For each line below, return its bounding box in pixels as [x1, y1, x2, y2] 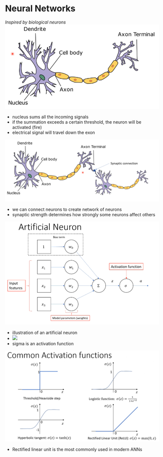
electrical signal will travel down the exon [12, 129, 95, 135]
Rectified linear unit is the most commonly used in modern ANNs [12, 447, 143, 453]
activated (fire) [12, 125, 42, 130]
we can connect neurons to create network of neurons [12, 206, 122, 212]
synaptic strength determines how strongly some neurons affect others [12, 212, 155, 218]
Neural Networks [5, 3, 76, 14]
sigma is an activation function [12, 340, 74, 346]
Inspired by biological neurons [5, 19, 66, 25]
